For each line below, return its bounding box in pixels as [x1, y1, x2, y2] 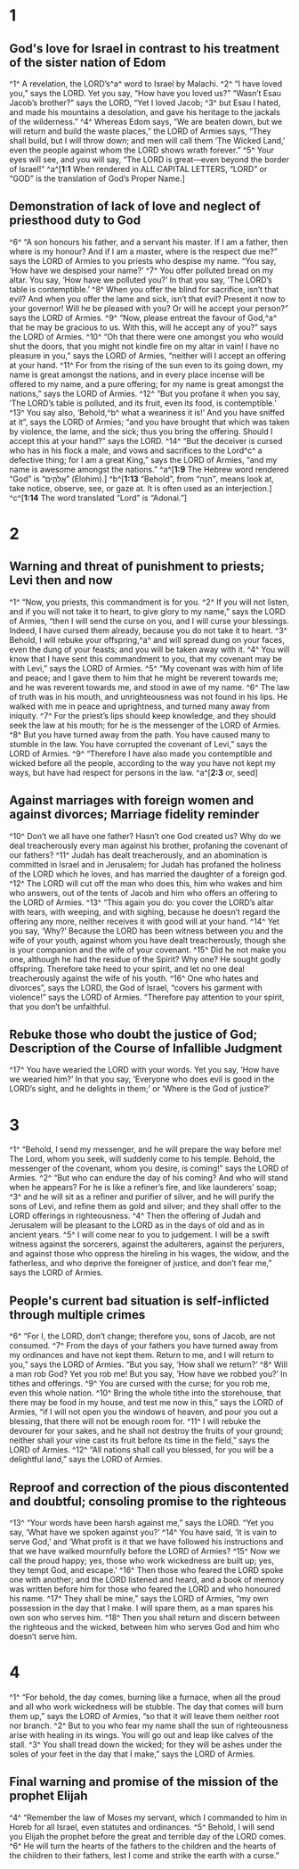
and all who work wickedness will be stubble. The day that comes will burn [9, 1700, 284, 1712]
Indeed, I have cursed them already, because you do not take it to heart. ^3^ [9, 625, 287, 636]
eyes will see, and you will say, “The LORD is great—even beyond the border [9, 154, 289, 165]
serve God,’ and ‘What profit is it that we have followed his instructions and [9, 1536, 284, 1547]
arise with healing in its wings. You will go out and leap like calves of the [9, 1729, 274, 1740]
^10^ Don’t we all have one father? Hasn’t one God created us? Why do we [9, 830, 282, 841]
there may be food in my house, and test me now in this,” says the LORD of [9, 1397, 284, 1408]
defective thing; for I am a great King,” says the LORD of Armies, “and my [9, 454, 278, 465]
